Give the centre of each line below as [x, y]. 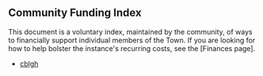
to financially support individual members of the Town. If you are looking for [132, 40]
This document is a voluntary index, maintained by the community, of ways [130, 31]
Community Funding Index [75, 13]
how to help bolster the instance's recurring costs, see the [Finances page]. [132, 48]
